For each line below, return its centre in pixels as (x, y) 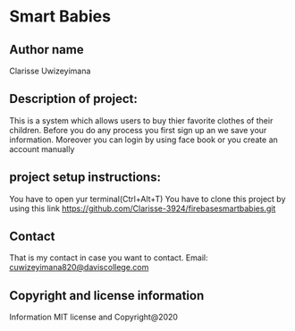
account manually (42, 149)
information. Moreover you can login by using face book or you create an (144, 140)
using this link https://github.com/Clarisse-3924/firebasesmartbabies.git (143, 208)
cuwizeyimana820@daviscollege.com (79, 267)
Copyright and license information (107, 296)
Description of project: (74, 99)
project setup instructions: (85, 178)
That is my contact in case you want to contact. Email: (109, 258)
